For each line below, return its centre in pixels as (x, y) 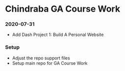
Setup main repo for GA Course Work (50, 63)
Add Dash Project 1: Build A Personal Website (58, 35)
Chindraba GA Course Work (63, 9)
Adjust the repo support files (41, 58)
